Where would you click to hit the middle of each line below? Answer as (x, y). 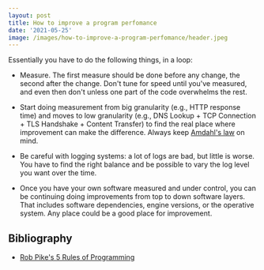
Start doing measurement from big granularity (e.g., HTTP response (130, 107)
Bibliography (40, 238)
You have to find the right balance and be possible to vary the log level (134, 165)
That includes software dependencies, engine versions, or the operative (137, 205)
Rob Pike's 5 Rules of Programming (77, 257)
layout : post (30, 15)
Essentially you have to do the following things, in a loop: (100, 60)
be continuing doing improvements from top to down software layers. (132, 197)
